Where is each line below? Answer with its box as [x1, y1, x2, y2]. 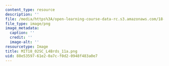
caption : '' [10, 30, 35, 35]
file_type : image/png [5, 21, 51, 26]
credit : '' [10, 35, 33, 40]
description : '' [5, 12, 39, 17]
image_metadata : [5, 26, 39, 31]
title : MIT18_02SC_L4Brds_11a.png [5, 49, 78, 54]
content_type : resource [5, 7, 55, 12]
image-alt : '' [10, 40, 39, 45]
